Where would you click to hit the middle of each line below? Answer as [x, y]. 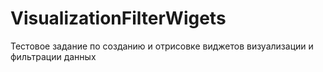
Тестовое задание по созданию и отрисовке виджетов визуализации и [162, 46]
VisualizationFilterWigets [118, 18]
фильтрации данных [53, 56]
